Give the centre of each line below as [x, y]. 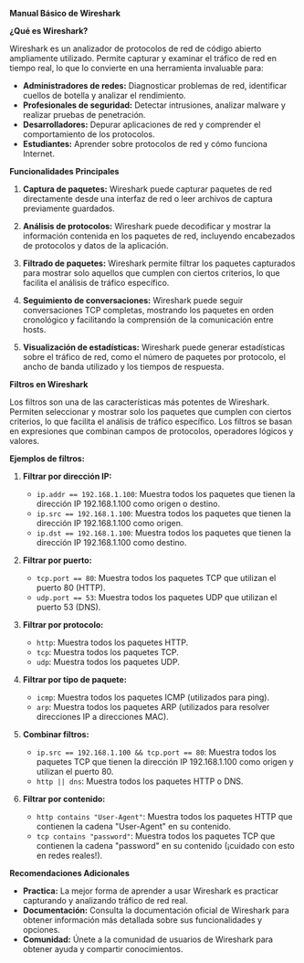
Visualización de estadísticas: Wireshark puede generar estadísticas [154, 347]
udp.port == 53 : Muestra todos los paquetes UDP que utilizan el [157, 597]
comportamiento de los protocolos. [89, 134]
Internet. [38, 153]
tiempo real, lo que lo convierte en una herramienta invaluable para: [136, 68]
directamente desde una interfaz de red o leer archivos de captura [147, 199]
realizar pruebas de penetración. [84, 115]
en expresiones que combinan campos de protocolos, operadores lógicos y [152, 431]
